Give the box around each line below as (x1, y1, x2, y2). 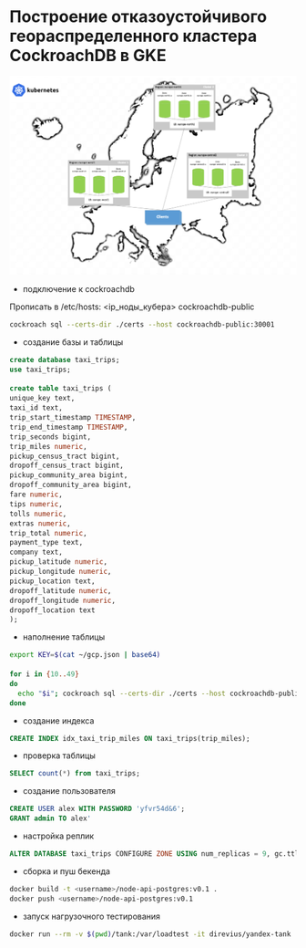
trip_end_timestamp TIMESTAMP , (9, 422, 128, 432)
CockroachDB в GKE (9, 46, 167, 66)
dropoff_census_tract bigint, (9, 461, 125, 471)
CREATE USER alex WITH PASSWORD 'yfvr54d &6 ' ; (9, 805, 185, 814)
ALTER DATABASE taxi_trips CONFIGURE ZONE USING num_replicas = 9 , (9, 849, 271, 859)
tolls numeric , (9, 509, 67, 518)
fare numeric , (9, 490, 64, 499)
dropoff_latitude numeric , (9, 586, 112, 595)
